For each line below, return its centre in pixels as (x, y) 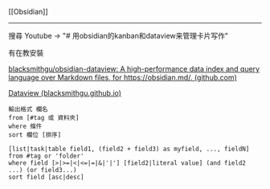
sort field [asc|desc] (46, 177)
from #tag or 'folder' (46, 156)
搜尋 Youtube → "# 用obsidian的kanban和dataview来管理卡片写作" (119, 36)
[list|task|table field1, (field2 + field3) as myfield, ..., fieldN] (129, 149)
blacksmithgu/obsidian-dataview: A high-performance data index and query (134, 69)
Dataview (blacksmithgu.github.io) (65, 93)
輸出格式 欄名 (28, 109)
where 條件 (25, 126)
